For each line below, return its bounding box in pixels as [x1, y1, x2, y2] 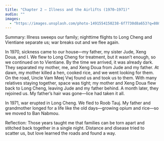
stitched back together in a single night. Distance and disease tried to [5, 125, 145, 131]
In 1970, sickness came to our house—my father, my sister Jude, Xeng [5, 49, 146, 55]
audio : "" [5, 12, 25, 17]
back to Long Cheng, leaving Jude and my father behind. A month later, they [5, 85, 159, 91]
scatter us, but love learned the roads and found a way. [5, 130, 116, 136]
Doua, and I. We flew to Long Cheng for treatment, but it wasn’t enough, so [5, 54, 156, 60]
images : [5, 16, 21, 21]
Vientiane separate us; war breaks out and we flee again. [5, 40, 120, 46]
